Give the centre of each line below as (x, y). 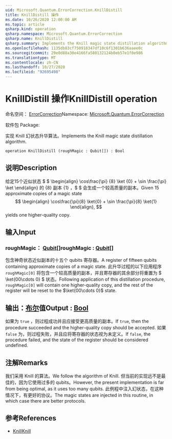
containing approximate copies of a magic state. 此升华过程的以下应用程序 (84, 266)
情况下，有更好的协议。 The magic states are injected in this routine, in (79, 395)
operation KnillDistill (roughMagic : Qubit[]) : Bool (65, 151)
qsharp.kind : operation (31, 29)
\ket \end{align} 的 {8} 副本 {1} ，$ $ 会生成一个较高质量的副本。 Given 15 (82, 187)
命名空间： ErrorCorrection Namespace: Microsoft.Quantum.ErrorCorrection (85, 114)
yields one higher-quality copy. (38, 215)
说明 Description (31, 168)
